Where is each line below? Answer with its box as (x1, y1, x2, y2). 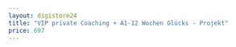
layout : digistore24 (8, 11, 78, 20)
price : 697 (8, 26, 45, 34)
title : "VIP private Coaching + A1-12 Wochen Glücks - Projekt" (8, 19, 229, 27)
